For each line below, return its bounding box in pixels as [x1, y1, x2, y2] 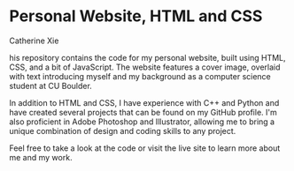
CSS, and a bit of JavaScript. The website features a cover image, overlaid [9, 62, 281, 72]
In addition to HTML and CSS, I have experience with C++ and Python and [9, 97, 280, 108]
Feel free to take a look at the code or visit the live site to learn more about [9, 143, 281, 153]
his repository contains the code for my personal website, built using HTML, [9, 52, 286, 63]
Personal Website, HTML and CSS [9, 6, 263, 26]
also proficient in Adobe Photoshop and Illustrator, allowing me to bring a [9, 116, 275, 127]
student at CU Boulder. [9, 80, 93, 91]
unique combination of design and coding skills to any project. [9, 125, 236, 136]
